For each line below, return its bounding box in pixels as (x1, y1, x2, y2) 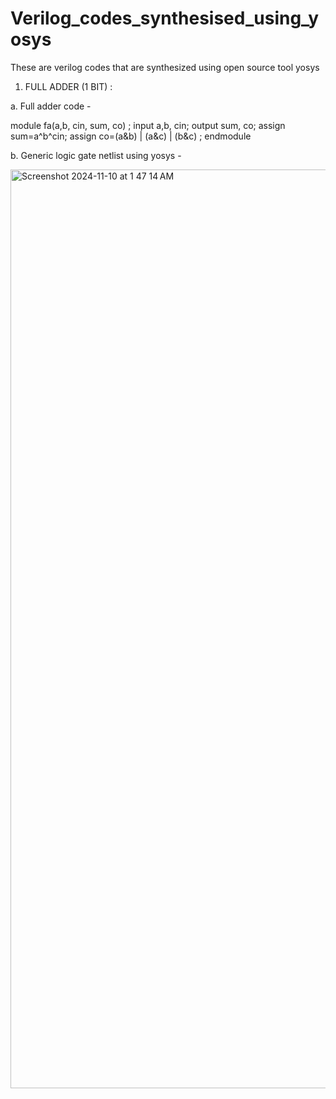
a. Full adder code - (10, 100, 92, 112)
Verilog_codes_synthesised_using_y (10, 7, 320, 30)
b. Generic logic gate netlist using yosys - (10, 149, 182, 161)
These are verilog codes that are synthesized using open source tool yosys (10, 61, 320, 73)
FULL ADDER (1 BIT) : (24, 80, 113, 92)
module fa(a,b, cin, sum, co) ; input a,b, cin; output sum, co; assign (10, 119, 286, 131)
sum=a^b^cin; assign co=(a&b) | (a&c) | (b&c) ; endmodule (10, 130, 252, 142)
